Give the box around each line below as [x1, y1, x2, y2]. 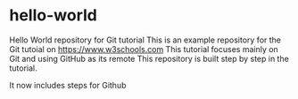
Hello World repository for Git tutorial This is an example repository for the [9, 34, 282, 45]
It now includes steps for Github [9, 80, 127, 90]
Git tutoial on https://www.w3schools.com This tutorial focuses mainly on [9, 43, 278, 54]
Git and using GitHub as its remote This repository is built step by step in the [9, 53, 290, 64]
